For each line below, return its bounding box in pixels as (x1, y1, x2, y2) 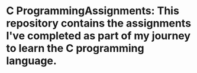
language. (6, 54, 57, 68)
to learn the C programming (6, 42, 144, 55)
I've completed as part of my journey (6, 29, 191, 42)
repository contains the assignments (6, 16, 191, 30)
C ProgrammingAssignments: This (6, 4, 179, 18)
